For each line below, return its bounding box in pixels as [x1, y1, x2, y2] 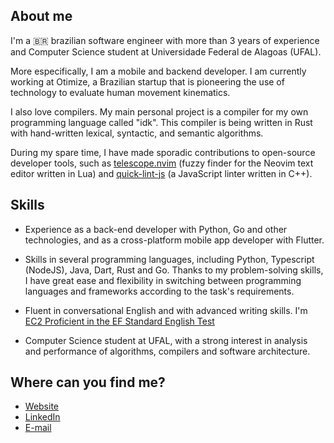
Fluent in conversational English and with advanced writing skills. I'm [24, 304, 308, 316]
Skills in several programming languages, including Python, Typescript [24, 253, 315, 265]
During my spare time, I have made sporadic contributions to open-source [10, 146, 316, 158]
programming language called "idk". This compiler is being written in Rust [10, 116, 313, 128]
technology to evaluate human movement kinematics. [10, 86, 231, 98]
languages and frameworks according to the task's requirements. [24, 285, 295, 297]
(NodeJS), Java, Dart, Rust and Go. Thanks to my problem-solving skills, [24, 264, 324, 276]
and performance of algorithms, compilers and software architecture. [24, 345, 311, 357]
